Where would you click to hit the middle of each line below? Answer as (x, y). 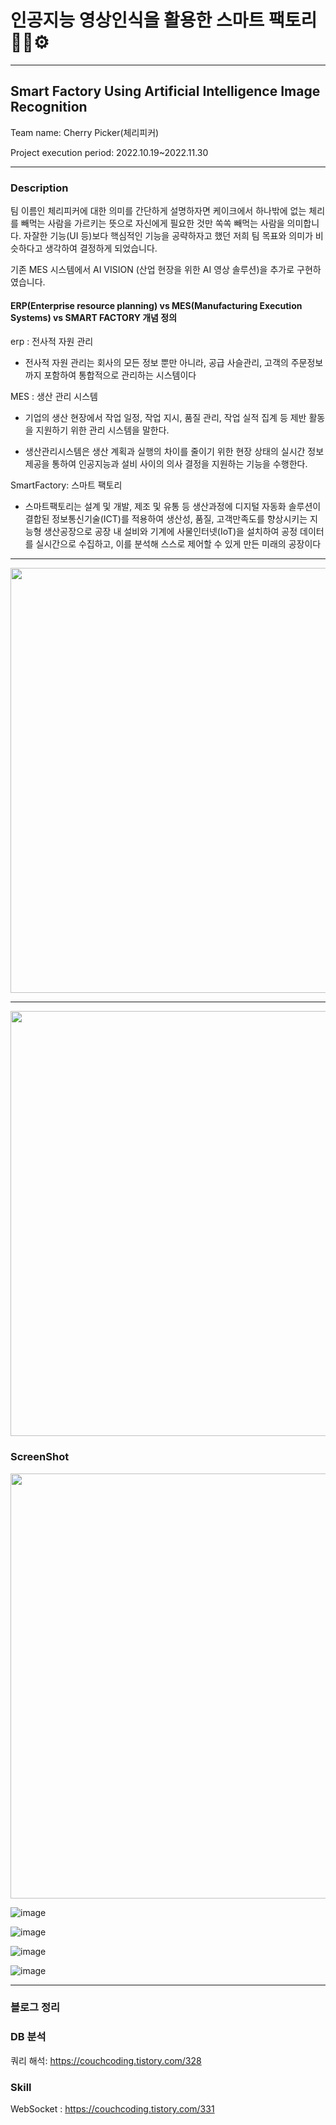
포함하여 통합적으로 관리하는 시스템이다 (120, 375)
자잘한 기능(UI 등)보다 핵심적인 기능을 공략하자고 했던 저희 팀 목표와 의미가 (168, 236)
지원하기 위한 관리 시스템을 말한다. (102, 430)
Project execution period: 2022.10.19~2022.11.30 (109, 152)
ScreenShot (40, 1457)
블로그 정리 (35, 2008)
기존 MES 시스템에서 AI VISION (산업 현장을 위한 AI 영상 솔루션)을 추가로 (152, 270)
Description (39, 188)
